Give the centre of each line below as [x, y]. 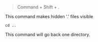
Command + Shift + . [38, 7]
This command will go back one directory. [48, 34]
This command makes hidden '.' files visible [49, 16]
